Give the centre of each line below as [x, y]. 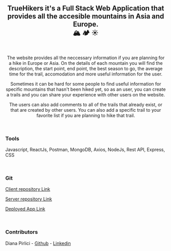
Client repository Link [28, 189]
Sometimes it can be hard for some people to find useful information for [86, 84]
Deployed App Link [25, 209]
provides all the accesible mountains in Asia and [86, 17]
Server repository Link [29, 199]
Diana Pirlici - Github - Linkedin [38, 243]
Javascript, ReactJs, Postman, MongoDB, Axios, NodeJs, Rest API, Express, [85, 149]
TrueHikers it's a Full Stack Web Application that [86, 8]
